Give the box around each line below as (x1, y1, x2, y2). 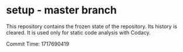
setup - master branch (6, 4, 117, 17)
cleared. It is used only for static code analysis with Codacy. (6, 29, 151, 36)
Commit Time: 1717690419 (6, 40, 70, 47)
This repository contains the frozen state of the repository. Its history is (6, 23, 177, 30)
